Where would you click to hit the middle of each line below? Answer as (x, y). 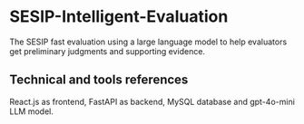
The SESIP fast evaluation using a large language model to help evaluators (148, 42)
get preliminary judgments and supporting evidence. (108, 51)
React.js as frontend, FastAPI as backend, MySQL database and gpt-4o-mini (152, 101)
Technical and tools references (99, 80)
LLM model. (32, 111)
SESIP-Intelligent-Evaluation (119, 17)
